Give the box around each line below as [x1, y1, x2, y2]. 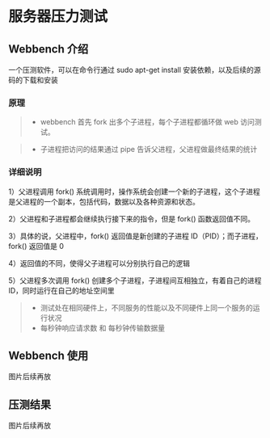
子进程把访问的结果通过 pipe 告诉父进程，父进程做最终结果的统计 [40, 145, 258, 154]
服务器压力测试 [8, 7, 108, 26]
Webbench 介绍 [8, 42, 89, 56]
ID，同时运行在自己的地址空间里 [8, 285, 115, 295]
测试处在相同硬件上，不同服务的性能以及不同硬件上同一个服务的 [40, 302, 253, 312]
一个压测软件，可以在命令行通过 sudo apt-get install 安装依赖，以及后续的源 [8, 65, 261, 74]
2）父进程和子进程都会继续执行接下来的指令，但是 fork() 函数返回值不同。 [8, 213, 255, 223]
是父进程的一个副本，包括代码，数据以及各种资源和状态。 [8, 196, 200, 206]
